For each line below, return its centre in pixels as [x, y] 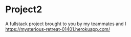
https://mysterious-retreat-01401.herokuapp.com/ [58, 29]
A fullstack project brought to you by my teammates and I [66, 24]
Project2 [24, 10]
